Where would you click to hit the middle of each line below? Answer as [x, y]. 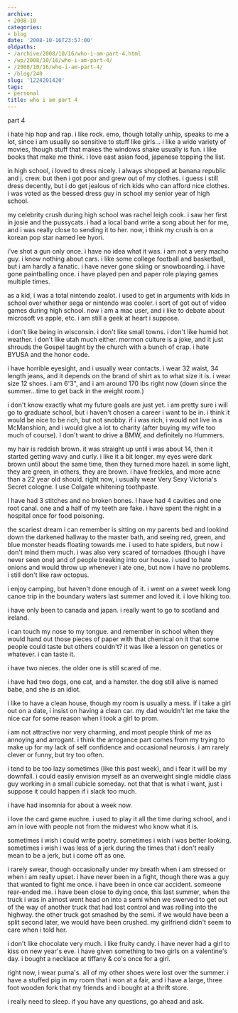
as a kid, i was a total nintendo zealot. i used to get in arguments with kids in [119, 295]
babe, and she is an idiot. [44, 689]
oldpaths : [22, 47]
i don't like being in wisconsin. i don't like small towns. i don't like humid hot [118, 332]
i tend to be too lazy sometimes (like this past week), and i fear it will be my [117, 769]
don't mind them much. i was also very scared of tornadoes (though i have [117, 552]
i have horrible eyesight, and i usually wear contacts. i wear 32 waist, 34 [113, 368]
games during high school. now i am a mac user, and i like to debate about [116, 310]
